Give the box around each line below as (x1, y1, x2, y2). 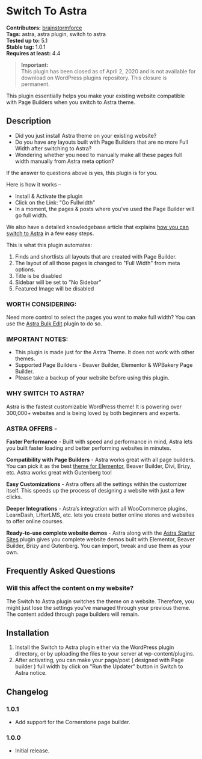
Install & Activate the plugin (14, 192, 83, 200)
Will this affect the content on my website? (6, 584, 134, 592)
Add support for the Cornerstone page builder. (14, 719, 130, 726)
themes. (14, 355, 35, 362)
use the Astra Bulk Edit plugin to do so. (6, 320, 102, 327)
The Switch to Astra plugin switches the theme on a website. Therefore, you (6, 597, 194, 605)
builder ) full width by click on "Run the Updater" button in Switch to (14, 663, 183, 670)
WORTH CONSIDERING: (6, 300, 77, 308)
